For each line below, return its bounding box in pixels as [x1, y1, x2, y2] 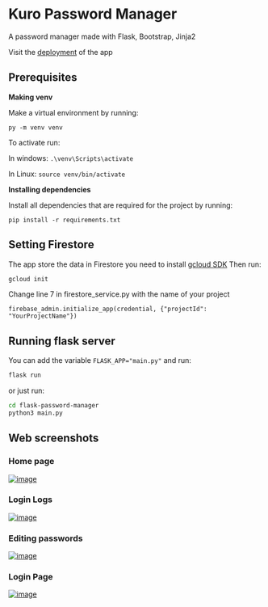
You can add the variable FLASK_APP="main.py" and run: [8, 356, 191, 365]
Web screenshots [8, 432, 99, 445]
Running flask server [8, 334, 115, 348]
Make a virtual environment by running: [8, 107, 139, 117]
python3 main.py [8, 409, 63, 417]
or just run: [8, 386, 45, 396]
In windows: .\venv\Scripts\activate [8, 153, 134, 162]
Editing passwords [8, 533, 83, 544]
